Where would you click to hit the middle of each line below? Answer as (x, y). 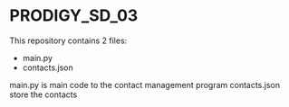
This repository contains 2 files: (68, 40)
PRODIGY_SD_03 (74, 16)
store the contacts (43, 94)
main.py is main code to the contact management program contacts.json (145, 85)
